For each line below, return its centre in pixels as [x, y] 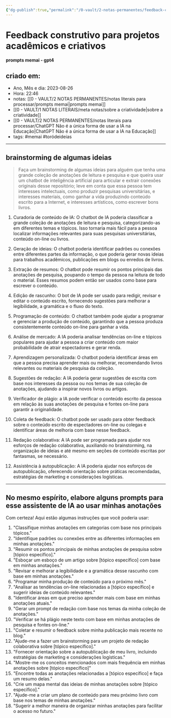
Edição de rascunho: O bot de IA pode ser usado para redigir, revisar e [87, 296]
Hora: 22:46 [26, 93]
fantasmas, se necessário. [41, 456]
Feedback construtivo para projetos [83, 35]
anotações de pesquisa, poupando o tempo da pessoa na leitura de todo [89, 275]
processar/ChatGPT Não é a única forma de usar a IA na [72, 126]
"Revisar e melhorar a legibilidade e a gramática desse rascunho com [86, 571]
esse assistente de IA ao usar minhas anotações [84, 505]
